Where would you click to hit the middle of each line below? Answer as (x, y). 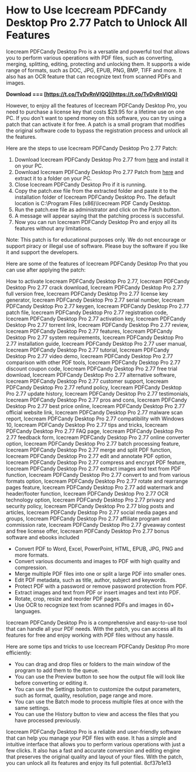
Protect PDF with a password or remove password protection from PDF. (101, 586)
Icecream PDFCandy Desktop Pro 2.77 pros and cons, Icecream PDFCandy (97, 400)
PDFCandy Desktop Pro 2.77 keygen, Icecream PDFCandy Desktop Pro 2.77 (98, 306)
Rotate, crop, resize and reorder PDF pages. (68, 599)
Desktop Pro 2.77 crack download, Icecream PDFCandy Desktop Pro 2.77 (94, 287)
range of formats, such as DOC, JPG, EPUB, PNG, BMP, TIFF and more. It (94, 70)
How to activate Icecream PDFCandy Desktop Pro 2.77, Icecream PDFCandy (98, 281)
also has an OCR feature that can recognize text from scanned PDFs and (94, 76)
